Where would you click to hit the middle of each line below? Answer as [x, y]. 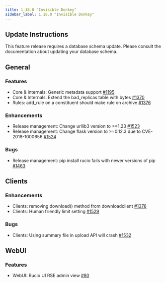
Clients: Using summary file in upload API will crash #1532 [72, 235]
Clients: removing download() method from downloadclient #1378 [79, 206]
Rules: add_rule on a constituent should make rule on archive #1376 [82, 103]
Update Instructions [37, 34]
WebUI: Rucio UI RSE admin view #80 [51, 276]
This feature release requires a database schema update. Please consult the [83, 46]
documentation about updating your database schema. [61, 52]
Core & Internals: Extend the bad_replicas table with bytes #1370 [79, 97]
